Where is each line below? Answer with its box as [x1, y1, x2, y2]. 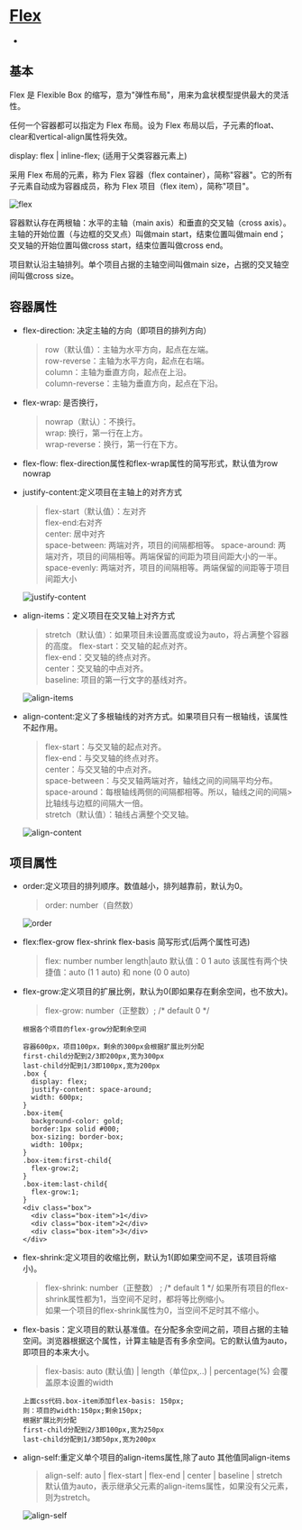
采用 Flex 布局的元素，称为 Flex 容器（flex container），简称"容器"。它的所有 [9, 169, 293, 180]
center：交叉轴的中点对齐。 [44, 663, 149, 673]
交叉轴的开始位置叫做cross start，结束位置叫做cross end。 [9, 240, 228, 251]
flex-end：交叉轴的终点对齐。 [44, 651, 156, 663]
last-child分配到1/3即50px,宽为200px [22, 1435, 156, 1444]
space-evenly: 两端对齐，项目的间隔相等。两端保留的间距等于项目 [44, 562, 290, 573]
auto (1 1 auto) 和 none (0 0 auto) [69, 967, 191, 978]
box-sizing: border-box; [31, 1132, 124, 1141]
